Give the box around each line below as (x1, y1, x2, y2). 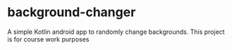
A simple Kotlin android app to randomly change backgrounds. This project (7, 27, 225, 36)
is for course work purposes (7, 35, 90, 43)
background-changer (7, 4, 136, 20)
